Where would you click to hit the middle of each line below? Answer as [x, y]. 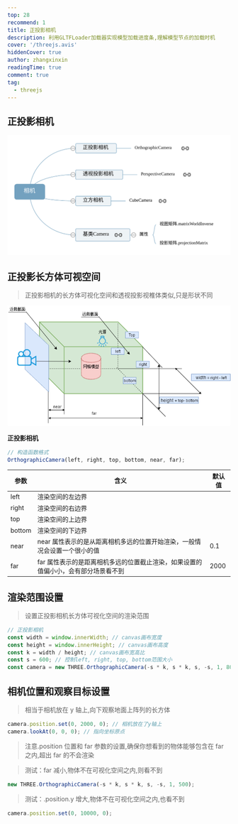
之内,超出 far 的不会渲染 [59, 755]
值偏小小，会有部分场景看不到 [81, 570]
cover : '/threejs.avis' [42, 45]
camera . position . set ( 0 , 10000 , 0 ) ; [60, 813]
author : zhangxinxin [38, 60]
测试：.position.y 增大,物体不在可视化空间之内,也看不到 [105, 798]
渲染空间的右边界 [62, 508]
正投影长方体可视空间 [54, 277]
